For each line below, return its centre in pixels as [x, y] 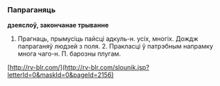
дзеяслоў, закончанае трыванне [58, 25]
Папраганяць [32, 10]
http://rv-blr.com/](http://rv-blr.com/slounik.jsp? [79, 68]
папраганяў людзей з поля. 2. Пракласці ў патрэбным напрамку [115, 47]
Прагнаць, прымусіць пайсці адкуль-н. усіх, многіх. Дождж [108, 39]
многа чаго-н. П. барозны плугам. [69, 54]
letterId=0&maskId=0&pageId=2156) [61, 75]
